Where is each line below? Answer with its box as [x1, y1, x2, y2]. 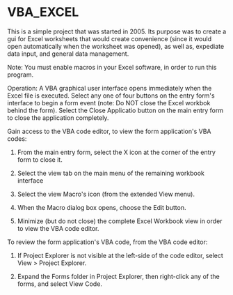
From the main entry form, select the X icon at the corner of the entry [17, 148, 216, 156]
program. [7, 70, 34, 79]
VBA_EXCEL [7, 4, 79, 20]
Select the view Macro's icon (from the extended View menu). [17, 190, 195, 198]
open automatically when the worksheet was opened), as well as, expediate [7, 42, 225, 50]
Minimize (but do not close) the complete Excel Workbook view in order [17, 217, 223, 225]
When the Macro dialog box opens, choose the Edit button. [17, 203, 186, 211]
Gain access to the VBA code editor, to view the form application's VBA [7, 127, 211, 135]
